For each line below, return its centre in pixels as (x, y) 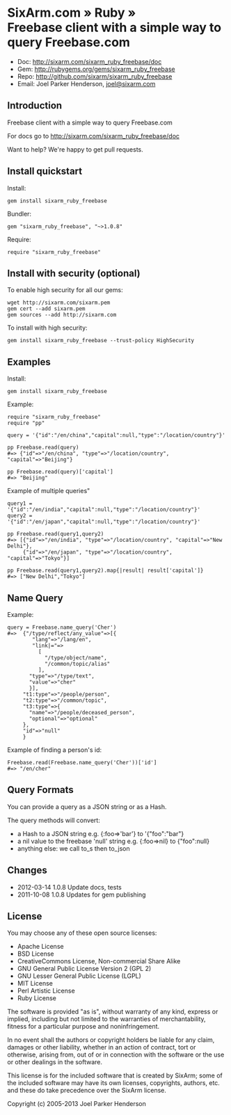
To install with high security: (48, 328)
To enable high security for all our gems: (65, 290)
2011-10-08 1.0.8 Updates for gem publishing (81, 895)
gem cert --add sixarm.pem (46, 309)
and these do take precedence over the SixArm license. (87, 1091)
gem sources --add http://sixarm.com (62, 315)
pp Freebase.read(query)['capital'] (60, 472)
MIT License (35, 984)
